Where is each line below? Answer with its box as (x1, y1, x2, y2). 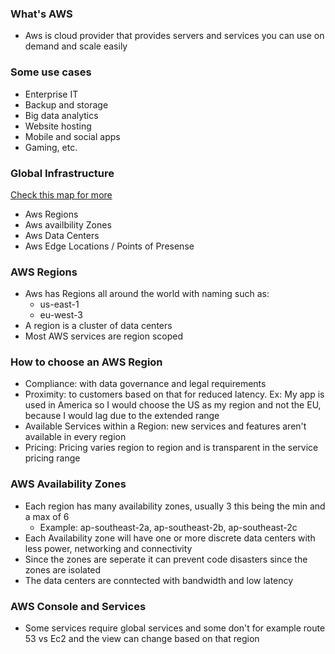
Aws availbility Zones (24, 218, 112, 231)
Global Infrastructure (10, 166, 115, 180)
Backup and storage (24, 98, 109, 111)
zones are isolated (24, 563, 102, 576)
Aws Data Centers (24, 229, 100, 241)
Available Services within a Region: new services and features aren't (24, 420, 307, 432)
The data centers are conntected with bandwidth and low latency (24, 574, 294, 586)
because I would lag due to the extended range (24, 410, 220, 422)
